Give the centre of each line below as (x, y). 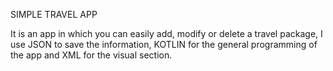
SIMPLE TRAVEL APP (54, 14)
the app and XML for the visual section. (91, 55)
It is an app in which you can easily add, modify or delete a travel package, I (166, 33)
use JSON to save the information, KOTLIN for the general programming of (164, 44)
